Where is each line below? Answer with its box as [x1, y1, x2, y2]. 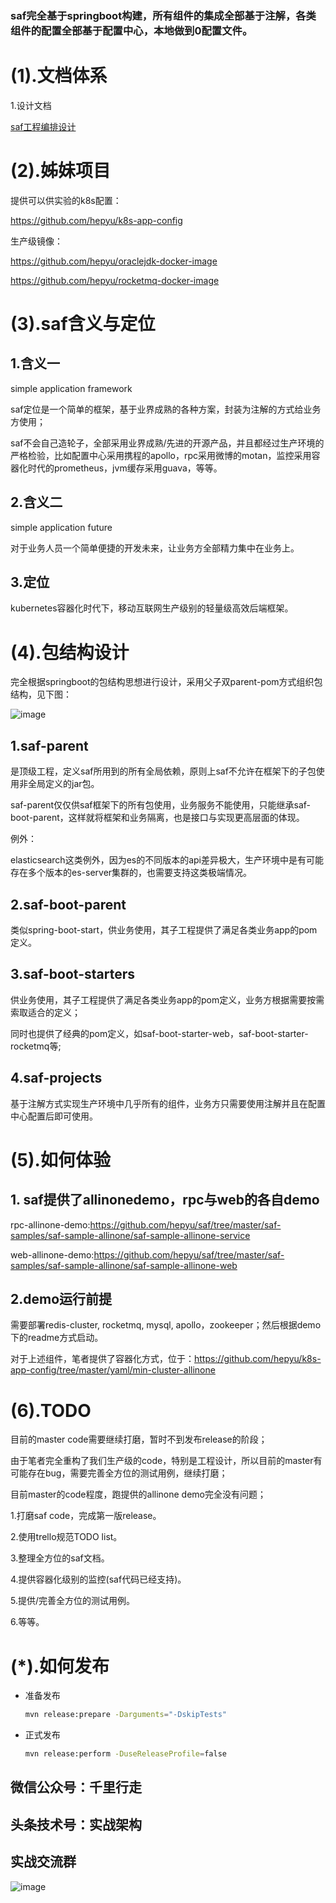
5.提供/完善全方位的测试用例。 [10, 1595, 136, 1607]
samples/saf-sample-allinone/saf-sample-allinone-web [10, 1259, 238, 1271]
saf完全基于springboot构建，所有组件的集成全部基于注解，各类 [10, 8, 317, 22]
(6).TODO [10, 1399, 92, 1422]
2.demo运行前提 [10, 1291, 113, 1307]
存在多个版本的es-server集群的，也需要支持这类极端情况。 [10, 867, 253, 879]
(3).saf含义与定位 [10, 312, 156, 335]
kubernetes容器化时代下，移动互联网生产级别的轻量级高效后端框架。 [10, 602, 294, 614]
